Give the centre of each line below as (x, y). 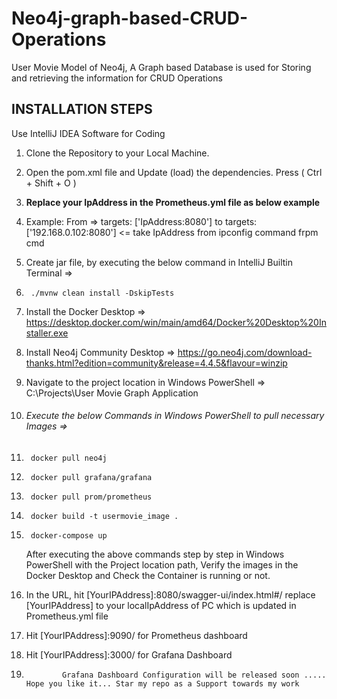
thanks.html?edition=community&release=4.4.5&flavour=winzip (156, 363)
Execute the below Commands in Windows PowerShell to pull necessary (175, 416)
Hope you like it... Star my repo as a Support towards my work (162, 683)
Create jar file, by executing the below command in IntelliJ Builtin (159, 262)
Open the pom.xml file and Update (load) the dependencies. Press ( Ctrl (174, 172)
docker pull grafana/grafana (91, 477)
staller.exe (47, 333)
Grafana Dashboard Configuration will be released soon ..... (194, 675)
